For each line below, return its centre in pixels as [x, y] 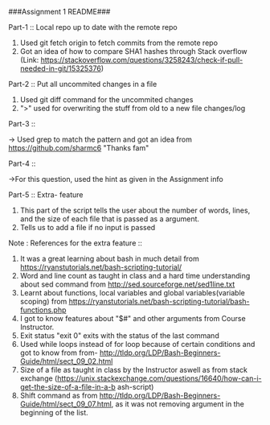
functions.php [43, 310]
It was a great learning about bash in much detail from [109, 258]
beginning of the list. [54, 413]
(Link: [29, 60]
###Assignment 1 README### [59, 12]
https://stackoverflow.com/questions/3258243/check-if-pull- [142, 60]
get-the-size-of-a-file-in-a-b [68, 387]
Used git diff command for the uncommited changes [106, 99]
